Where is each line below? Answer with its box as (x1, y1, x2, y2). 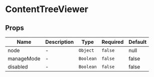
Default (128, 39, 147, 45)
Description (45, 39, 74, 45)
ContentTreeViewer (5, 4, 89, 15)
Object (78, 48, 94, 53)
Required (101, 39, 124, 45)
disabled (8, 63, 28, 70)
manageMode (8, 55, 41, 62)
